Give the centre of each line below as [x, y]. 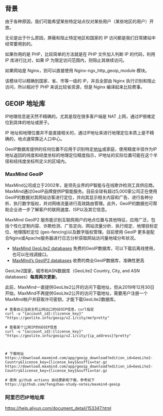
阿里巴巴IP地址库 [25, 397]
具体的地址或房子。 [33, 122]
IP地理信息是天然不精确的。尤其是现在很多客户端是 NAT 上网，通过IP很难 [78, 116]
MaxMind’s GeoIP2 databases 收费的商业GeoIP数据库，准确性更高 [78, 260]
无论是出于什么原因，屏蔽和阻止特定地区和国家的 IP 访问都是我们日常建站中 [81, 37]
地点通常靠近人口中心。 [41, 139]
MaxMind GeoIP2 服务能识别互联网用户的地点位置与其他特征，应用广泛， [78, 219]
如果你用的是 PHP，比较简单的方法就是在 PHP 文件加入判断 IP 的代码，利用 [80, 54]
